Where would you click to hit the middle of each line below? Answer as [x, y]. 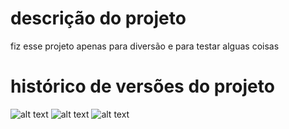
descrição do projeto [98, 18]
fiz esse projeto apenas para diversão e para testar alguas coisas [145, 46]
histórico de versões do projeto [142, 86]
